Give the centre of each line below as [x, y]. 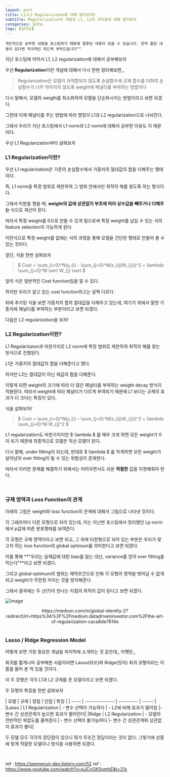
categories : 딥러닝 [24, 24]
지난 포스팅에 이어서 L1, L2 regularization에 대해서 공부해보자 [66, 59]
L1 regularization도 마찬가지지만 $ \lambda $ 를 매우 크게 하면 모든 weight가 [81, 434]
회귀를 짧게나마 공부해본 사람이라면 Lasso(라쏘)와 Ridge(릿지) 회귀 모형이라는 [82, 663]
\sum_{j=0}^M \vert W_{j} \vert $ [52, 271]
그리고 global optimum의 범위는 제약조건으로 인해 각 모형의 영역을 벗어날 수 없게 [85, 574]
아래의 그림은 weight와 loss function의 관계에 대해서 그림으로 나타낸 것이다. [80, 511]
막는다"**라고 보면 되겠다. [31, 563]
